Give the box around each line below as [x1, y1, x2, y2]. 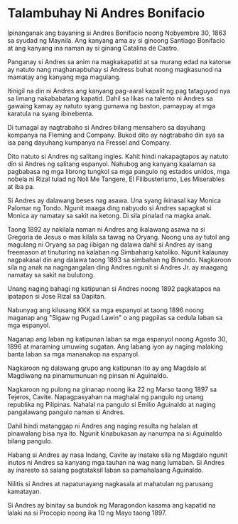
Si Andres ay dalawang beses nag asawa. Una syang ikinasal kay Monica [7, 196, 222, 205]
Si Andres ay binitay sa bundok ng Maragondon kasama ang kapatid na [7, 500, 216, 509]
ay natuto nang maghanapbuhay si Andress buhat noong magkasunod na [7, 65, 222, 73]
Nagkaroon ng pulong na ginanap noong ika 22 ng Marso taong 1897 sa [7, 385, 217, 394]
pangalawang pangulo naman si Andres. [7, 408, 126, 416]
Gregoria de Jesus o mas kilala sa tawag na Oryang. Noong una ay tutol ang [7, 232, 230, 241]
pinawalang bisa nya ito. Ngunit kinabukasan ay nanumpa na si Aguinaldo [7, 429, 222, 438]
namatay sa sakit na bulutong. [7, 270, 95, 279]
